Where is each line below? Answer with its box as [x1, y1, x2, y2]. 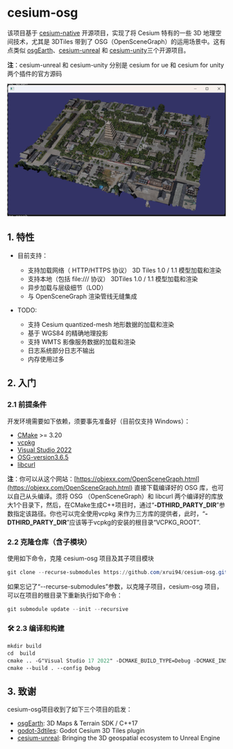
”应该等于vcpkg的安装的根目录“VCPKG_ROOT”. [66, 518, 201, 526]
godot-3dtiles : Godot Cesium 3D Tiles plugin [17, 727, 146, 735]
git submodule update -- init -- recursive [7, 605, 129, 612]
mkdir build [7, 642, 42, 650]
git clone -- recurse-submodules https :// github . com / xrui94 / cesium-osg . [7, 569, 218, 575]
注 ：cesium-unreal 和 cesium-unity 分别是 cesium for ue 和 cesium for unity [7, 60, 224, 69]
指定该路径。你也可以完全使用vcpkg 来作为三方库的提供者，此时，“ [12, 509, 206, 518]
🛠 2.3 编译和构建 [7, 623, 64, 633]
